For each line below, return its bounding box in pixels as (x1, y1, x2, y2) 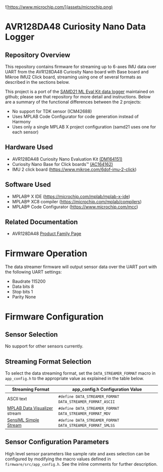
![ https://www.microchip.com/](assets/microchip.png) (5, 4, 113, 10)
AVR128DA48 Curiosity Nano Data (5, 21, 146, 32)
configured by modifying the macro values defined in (5, 456, 111, 462)
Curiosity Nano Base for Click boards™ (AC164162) (12, 161, 113, 167)
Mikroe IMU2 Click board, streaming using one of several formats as (5, 74, 142, 80)
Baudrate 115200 (12, 278, 46, 284)
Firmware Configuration (5, 311, 104, 322)
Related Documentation (5, 218, 78, 226)
